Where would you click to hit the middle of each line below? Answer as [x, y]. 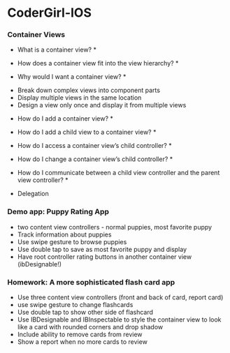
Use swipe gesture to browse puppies [72, 241]
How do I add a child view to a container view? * [87, 132]
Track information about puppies [64, 234]
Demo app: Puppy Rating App [58, 212]
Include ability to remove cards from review [80, 335]
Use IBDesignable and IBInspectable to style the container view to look [119, 320]
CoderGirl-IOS [50, 13]
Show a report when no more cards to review [82, 342]
